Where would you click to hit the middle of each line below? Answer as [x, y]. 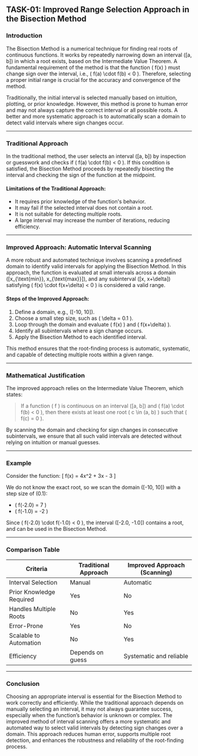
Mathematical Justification [46, 375]
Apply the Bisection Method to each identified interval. [81, 337]
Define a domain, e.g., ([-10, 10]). [55, 312]
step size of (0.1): [27, 494]
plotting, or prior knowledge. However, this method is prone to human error [97, 104]
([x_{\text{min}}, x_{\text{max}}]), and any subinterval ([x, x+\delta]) [88, 279]
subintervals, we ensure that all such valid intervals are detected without [94, 436]
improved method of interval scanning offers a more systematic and [88, 721]
